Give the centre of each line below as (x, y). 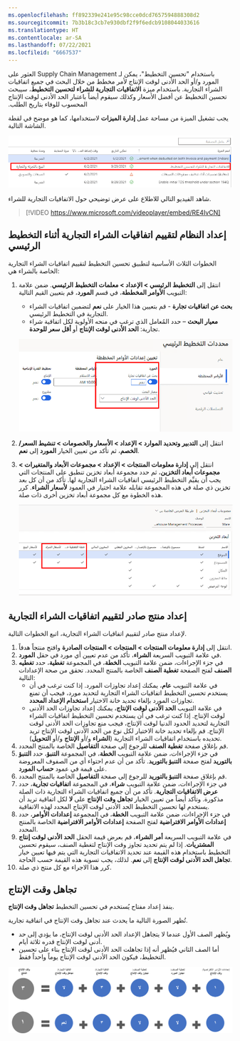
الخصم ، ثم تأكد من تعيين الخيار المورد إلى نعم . (79, 450)
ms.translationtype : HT (43, 30)
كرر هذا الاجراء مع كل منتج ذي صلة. (65, 867)
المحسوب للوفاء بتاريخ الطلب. (48, 104)
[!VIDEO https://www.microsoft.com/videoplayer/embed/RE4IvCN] (123, 213)
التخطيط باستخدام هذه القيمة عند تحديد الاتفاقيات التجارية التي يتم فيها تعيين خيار (124, 852)
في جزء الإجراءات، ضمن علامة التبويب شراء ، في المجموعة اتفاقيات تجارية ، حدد (122, 783)
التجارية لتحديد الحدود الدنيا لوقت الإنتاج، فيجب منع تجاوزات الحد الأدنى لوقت (129, 723)
